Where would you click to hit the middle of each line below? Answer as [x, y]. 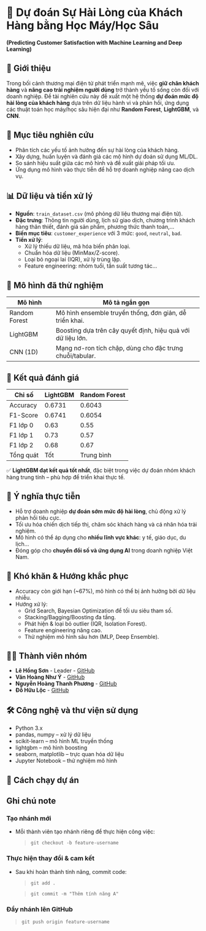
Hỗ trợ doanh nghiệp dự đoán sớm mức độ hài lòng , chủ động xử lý [101, 511]
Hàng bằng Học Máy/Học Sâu [83, 25]
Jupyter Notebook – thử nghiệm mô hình [66, 761]
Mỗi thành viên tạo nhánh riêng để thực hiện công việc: [85, 832]
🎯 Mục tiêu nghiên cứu [50, 135]
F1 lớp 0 [21, 425]
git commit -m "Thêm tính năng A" [74, 894]
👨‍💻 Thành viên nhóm [47, 656]
